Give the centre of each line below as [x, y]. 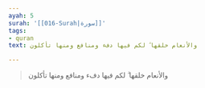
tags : [17, 30]
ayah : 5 [21, 16]
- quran [21, 38]
